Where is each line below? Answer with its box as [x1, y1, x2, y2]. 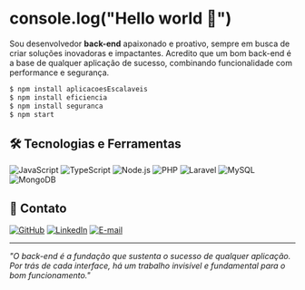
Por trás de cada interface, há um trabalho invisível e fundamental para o [9, 260, 286, 271]
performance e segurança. [9, 67, 110, 78]
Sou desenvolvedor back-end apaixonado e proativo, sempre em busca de [9, 38, 290, 49]
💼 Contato [9, 200, 67, 216]
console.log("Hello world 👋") [9, 8, 232, 29]
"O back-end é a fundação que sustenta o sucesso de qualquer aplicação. [9, 251, 291, 262]
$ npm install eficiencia [9, 92, 107, 102]
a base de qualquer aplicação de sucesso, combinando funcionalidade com [9, 57, 293, 68]
